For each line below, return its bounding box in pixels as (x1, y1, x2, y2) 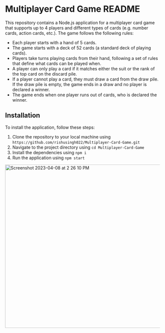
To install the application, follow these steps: (5, 124, 95, 130)
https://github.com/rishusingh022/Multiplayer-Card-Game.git (12, 140, 140, 145)
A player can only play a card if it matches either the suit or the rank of (12, 65, 155, 72)
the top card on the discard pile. (12, 71, 77, 77)
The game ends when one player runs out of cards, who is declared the (12, 92, 157, 98)
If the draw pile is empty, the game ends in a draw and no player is (12, 81, 147, 87)
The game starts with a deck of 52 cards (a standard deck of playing (12, 45, 151, 51)
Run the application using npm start (12, 155, 85, 161)
